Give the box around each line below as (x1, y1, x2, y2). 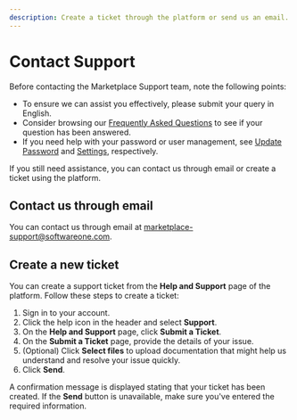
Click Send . (21, 365, 65, 375)
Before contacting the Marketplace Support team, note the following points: (9, 81, 287, 92)
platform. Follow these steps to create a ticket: (9, 291, 180, 301)
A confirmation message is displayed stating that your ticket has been (9, 382, 266, 392)
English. (21, 108, 52, 119)
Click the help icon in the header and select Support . (21, 317, 218, 328)
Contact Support (9, 51, 136, 71)
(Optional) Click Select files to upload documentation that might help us (21, 345, 287, 357)
